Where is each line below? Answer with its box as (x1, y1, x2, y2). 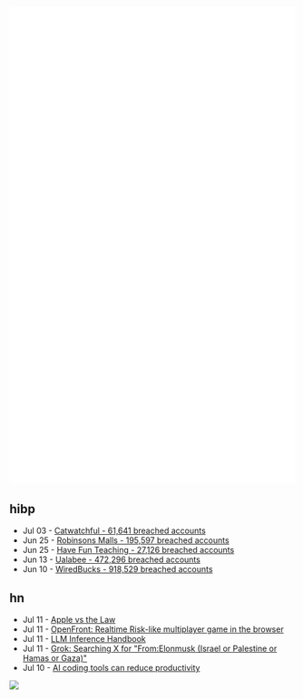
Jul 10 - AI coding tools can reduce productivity (22, 663, 200, 674)
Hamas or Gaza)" (22, 653, 88, 664)
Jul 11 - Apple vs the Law (22, 615, 116, 626)
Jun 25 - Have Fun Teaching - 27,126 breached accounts (22, 545, 235, 556)
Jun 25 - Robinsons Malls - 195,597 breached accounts (22, 535, 230, 546)
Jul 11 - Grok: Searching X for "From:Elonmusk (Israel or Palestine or (22, 643, 278, 655)
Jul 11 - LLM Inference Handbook (22, 634, 147, 645)
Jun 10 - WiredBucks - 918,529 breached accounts (22, 564, 213, 575)
